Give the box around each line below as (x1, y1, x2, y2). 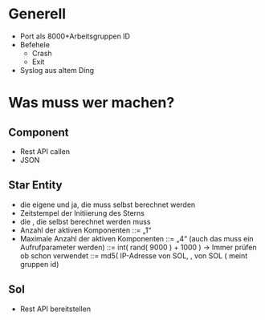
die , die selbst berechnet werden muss (19, 217, 151, 226)
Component (8, 125, 70, 139)
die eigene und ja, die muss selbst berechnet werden (19, 200, 196, 209)
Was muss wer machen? (8, 94, 175, 112)
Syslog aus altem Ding (19, 65, 95, 75)
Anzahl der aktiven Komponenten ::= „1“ (19, 225, 152, 235)
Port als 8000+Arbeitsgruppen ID (19, 31, 131, 41)
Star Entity (8, 178, 63, 192)
